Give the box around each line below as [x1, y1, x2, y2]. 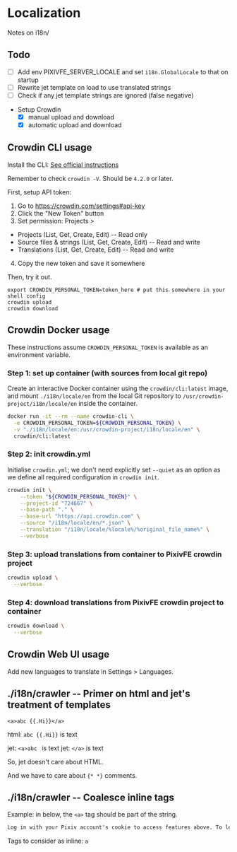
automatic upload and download [28, 121, 122, 129]
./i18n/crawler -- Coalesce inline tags [7, 791, 175, 803]
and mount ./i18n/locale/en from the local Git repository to [7, 391, 182, 400]
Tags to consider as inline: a [7, 836, 89, 846]
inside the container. [78, 399, 138, 407]
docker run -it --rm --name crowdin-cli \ [7, 412, 134, 420]
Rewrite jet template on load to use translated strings [17, 83, 171, 91]
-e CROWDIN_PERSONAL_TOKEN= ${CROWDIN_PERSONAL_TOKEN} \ [13, 419, 181, 426]
